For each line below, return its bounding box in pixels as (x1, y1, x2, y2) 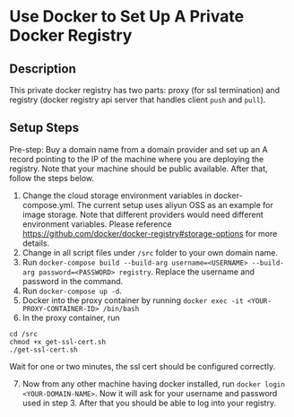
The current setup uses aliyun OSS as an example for (76, 199, 273, 210)
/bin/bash (102, 304, 140, 313)
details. (22, 238, 50, 248)
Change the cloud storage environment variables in (22, 190, 212, 201)
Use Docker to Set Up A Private (9, 6, 245, 27)
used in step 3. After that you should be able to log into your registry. (22, 397, 276, 408)
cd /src (9, 329, 39, 338)
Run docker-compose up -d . (22, 285, 123, 296)
